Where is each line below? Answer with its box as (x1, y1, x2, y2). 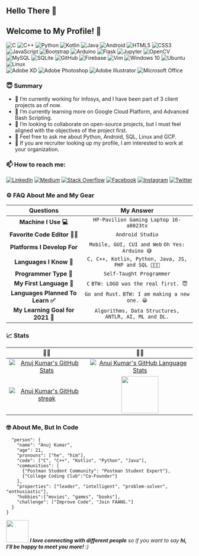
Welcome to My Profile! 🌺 (6, 26, 102, 36)
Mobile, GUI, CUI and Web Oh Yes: (89, 241, 185, 248)
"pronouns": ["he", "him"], (17, 452, 86, 458)
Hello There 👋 (6, 6, 57, 16)
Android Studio (115, 232, 159, 238)
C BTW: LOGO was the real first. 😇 (86, 281, 188, 287)
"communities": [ (17, 462, 60, 468)
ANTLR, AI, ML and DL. (105, 313, 169, 320)
